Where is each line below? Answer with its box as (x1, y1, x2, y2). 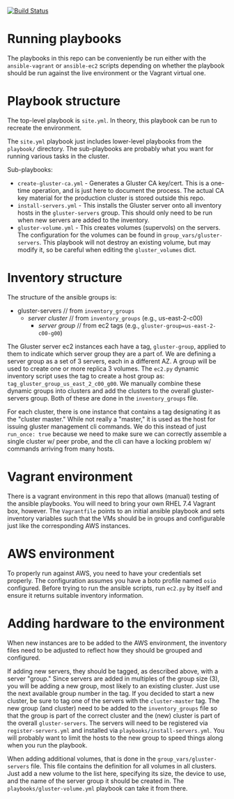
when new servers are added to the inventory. (17, 216, 150, 224)
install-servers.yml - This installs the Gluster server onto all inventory (17, 201, 221, 209)
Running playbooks (7, 31, 122, 47)
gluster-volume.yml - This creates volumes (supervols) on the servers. (17, 223, 221, 231)
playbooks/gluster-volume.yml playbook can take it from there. (7, 784, 188, 792)
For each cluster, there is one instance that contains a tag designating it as (7, 408, 221, 416)
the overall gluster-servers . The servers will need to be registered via (7, 718, 208, 727)
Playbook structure (7, 93, 120, 109)
